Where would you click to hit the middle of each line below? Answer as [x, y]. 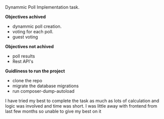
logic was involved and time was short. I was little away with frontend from [81, 106]
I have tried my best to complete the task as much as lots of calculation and [82, 101]
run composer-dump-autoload [43, 91]
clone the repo [27, 81]
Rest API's [23, 61]
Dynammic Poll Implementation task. [42, 7]
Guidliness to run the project [35, 71]
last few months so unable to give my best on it [53, 111]
